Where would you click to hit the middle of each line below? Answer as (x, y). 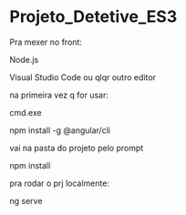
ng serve (26, 200)
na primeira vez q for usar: (59, 95)
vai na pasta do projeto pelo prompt (77, 148)
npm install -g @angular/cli (60, 130)
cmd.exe (26, 112)
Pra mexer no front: (46, 42)
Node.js (24, 59)
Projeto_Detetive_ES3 (93, 17)
